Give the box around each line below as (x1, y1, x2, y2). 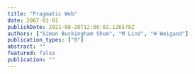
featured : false (7, 50, 55, 57)
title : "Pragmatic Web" (7, 10, 78, 18)
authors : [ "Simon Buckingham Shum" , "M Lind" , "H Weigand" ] (7, 30, 189, 37)
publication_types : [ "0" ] (7, 37, 84, 44)
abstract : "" (7, 43, 46, 50)
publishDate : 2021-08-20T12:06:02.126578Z (7, 23, 135, 30)
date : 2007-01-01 (7, 17, 59, 24)
